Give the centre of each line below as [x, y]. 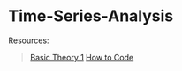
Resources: [29, 40]
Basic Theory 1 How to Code [82, 57]
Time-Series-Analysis [91, 16]
